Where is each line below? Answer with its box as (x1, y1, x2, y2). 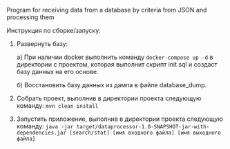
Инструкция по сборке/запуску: (6, 27, 101, 34)
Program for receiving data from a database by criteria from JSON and (6, 6, 207, 14)
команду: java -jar (16, 122, 74, 130)
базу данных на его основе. (16, 68, 99, 76)
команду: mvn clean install (16, 102, 99, 109)
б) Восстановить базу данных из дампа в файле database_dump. (16, 81, 207, 89)
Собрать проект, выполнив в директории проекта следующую (16, 94, 202, 102)
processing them (6, 13, 55, 21)
